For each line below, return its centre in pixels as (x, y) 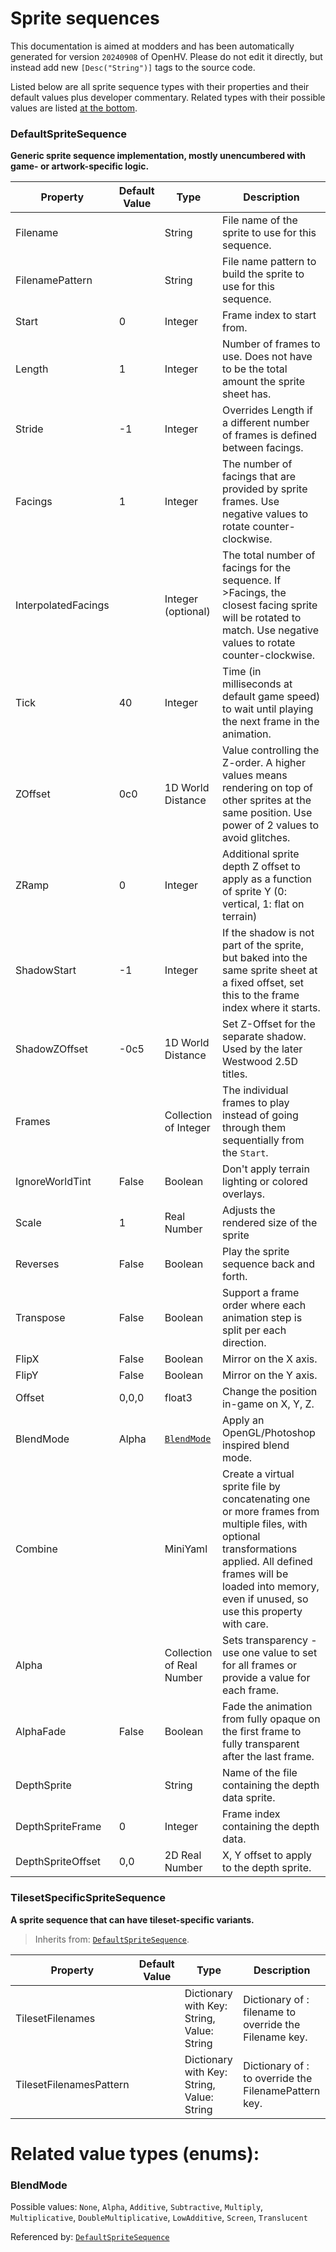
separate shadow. (264, 1037)
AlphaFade (41, 1732)
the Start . (245, 1153)
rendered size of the (270, 1223)
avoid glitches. (256, 838)
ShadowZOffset (51, 1049)
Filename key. (275, 2037)
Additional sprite (261, 854)
